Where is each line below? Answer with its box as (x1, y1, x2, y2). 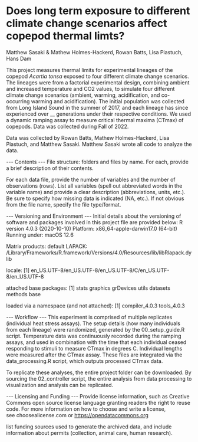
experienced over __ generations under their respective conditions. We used (6, 110, 192, 117)
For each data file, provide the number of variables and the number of (6, 176, 176, 183)
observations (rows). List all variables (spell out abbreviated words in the (6, 182, 183, 189)
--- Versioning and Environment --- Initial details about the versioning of (6, 212, 181, 220)
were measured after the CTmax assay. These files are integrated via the (6, 351, 183, 358)
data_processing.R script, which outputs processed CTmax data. (6, 357, 163, 364)
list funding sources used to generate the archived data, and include (6, 423, 172, 430)
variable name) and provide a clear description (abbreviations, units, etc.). (6, 188, 186, 195)
